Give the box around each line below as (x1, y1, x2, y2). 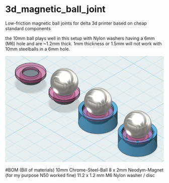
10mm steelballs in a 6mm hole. (5, 46, 70, 52)
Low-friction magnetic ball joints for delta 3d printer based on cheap (5, 20, 147, 26)
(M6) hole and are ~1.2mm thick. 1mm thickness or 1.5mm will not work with (5, 40, 162, 46)
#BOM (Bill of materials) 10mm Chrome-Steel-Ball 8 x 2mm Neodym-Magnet (5, 167, 164, 173)
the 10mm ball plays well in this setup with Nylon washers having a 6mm (5, 35, 155, 41)
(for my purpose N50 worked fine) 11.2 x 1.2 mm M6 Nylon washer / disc (5, 172, 155, 178)
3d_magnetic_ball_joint (5, 4, 106, 15)
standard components (5, 25, 51, 31)
